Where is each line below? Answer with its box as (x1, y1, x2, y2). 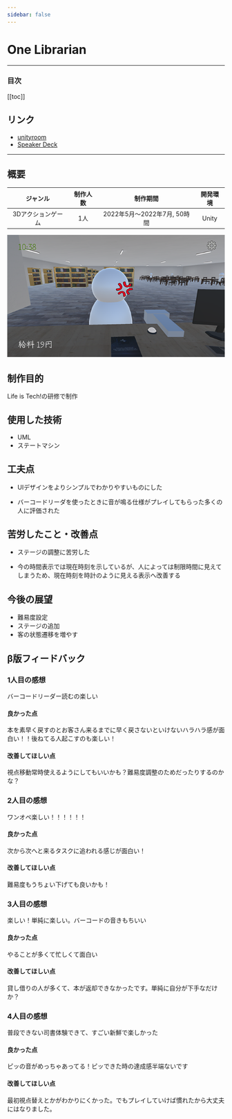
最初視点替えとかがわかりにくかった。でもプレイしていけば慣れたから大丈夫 (7, 1096, 225, 1104)
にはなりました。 (7, 1104, 56, 1113)
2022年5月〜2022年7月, (103, 210, 175, 218)
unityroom (17, 133, 47, 141)
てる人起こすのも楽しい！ (43, 734, 116, 743)
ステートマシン (17, 441, 60, 449)
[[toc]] (7, 92, 26, 100)
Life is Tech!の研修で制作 (7, 392, 78, 401)
